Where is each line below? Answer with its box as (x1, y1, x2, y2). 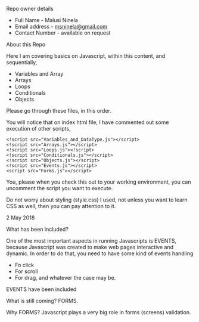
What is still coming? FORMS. (6, 298, 79, 304)
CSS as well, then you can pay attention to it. (6, 203, 116, 209)
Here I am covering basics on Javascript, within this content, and (6, 52, 166, 59)
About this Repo (6, 41, 46, 48)
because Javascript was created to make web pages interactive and (6, 244, 174, 250)
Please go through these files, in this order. (6, 107, 112, 114)
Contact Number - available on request (14, 29, 111, 36)
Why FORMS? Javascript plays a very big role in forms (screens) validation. (6, 309, 191, 315)
